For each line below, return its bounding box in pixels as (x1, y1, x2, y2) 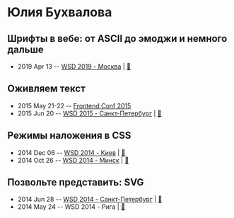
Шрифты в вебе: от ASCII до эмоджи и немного (7, 33, 228, 45)
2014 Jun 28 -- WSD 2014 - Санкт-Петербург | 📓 (17, 195, 163, 204)
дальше (7, 43, 44, 55)
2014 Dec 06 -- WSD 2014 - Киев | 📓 (17, 148, 126, 156)
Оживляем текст (7, 83, 86, 95)
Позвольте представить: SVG (7, 176, 144, 188)
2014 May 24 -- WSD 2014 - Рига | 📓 (17, 202, 126, 211)
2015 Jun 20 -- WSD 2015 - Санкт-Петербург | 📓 (17, 109, 162, 117)
